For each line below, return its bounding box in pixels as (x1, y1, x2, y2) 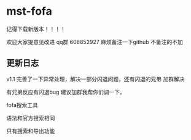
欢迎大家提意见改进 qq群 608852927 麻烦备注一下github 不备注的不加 (6, 38, 183, 45)
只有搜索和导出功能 (6, 127, 55, 134)
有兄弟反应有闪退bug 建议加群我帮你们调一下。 (6, 88, 126, 95)
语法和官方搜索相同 (6, 114, 55, 122)
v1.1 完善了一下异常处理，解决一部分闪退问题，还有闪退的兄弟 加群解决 (6, 75, 185, 83)
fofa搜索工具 (6, 101, 38, 108)
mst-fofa (6, 4, 52, 18)
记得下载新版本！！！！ (6, 25, 66, 32)
